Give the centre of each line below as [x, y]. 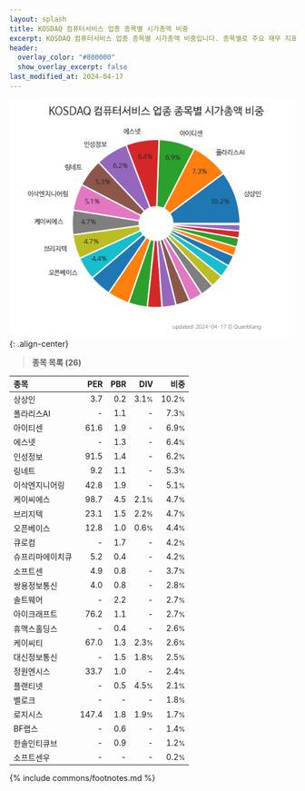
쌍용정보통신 [35, 585]
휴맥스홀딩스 [35, 628]
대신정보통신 [35, 658]
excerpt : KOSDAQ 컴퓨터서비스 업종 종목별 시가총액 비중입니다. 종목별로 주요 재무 [145, 38]
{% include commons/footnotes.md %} [83, 778]
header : [24, 48]
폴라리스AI [32, 413]
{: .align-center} [39, 343]
